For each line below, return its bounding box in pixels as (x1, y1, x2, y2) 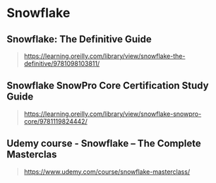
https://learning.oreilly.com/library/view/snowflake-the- (23, 52, 186, 60)
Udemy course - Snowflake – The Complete (6, 138, 202, 150)
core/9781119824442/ (23, 117, 88, 125)
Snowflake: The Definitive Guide (6, 33, 152, 45)
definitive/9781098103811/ (23, 59, 100, 68)
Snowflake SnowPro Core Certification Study (6, 80, 209, 92)
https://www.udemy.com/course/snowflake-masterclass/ (23, 167, 191, 176)
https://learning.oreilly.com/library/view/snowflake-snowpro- (23, 110, 202, 118)
